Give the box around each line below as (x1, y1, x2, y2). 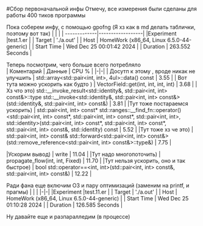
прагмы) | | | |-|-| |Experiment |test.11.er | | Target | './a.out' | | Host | (6, 188, 178, 196)
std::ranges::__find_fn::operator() (99, 107, 182, 113)
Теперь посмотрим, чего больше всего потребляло (6, 61, 141, 68)
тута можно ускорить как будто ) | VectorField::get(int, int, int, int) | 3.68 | (6, 80, 194, 88)
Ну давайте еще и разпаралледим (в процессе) (6, 213, 130, 220)
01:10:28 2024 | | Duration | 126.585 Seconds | (6, 201, 123, 208)
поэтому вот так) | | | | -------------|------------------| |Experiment (6, 30, 177, 37)
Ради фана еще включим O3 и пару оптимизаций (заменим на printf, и (6, 182, 190, 189)
